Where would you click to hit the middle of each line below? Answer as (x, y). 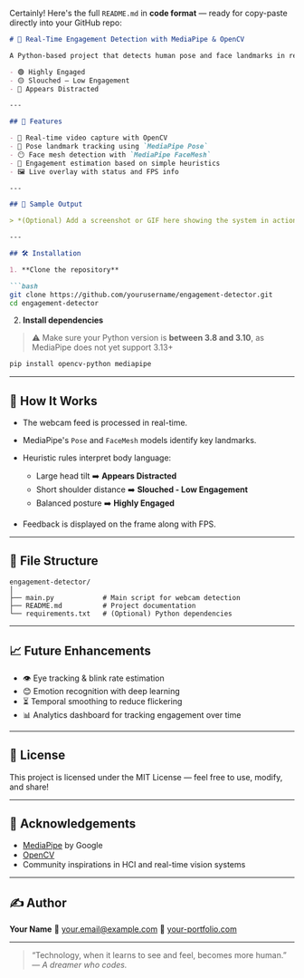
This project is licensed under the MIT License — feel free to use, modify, (146, 777)
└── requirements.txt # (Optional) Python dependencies (121, 614)
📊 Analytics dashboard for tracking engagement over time (132, 714)
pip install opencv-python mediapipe (81, 364)
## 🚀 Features (36, 121)
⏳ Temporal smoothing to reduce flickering (102, 701)
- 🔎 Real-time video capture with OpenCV (89, 138)
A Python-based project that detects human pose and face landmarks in (147, 55)
